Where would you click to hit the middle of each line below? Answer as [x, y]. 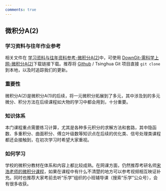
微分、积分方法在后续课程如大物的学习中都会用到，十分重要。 [68, 102]
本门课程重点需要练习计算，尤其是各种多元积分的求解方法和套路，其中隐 [79, 127]
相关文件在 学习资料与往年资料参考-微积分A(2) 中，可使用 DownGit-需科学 [80, 58]
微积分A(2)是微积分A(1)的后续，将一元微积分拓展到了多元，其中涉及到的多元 [83, 95]
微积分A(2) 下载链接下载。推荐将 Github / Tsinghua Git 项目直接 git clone [86, 64]
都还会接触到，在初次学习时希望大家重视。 [48, 140]
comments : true [21, 10]
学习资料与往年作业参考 [33, 46]
